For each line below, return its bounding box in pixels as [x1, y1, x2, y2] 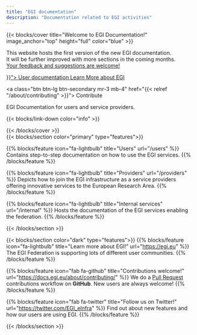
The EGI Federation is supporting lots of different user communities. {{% [6, 249, 186, 256]
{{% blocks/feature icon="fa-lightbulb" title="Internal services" [6, 200, 163, 207]
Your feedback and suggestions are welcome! [6, 61, 120, 69]
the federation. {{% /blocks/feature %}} [6, 213, 105, 220]
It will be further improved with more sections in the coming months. [6, 55, 176, 63]
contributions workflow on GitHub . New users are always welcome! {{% [6, 280, 185, 287]
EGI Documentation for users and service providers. [6, 103, 136, 110]
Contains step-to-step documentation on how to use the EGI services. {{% [6, 151, 192, 158]
